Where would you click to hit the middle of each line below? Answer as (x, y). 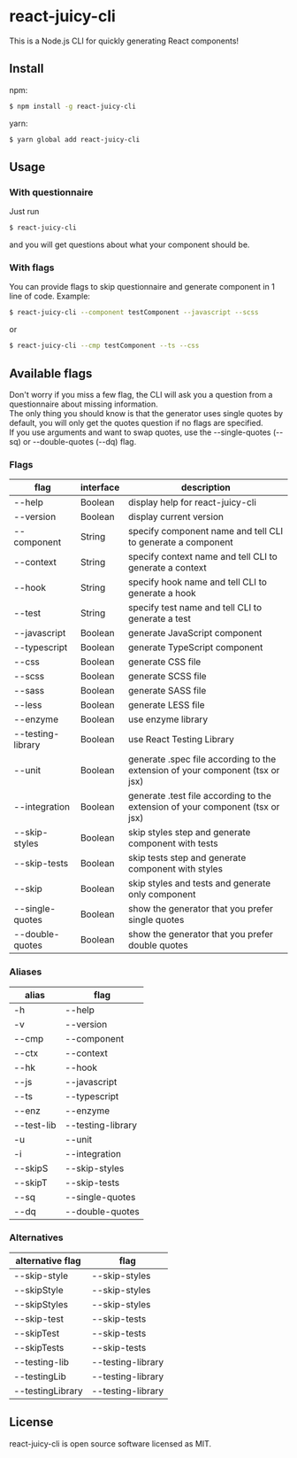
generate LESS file (166, 705)
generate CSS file (164, 662)
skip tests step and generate (187, 858)
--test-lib (35, 1125)
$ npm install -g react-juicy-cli (73, 106)
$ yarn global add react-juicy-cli (75, 139)
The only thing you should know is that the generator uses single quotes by (146, 413)
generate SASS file (167, 691)
